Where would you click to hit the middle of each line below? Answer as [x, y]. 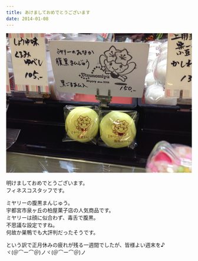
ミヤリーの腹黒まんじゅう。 [40, 203]
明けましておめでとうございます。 [47, 182]
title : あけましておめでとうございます [48, 12]
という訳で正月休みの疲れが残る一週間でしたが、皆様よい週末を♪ [85, 244]
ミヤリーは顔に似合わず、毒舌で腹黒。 [52, 217]
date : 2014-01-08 [27, 19]
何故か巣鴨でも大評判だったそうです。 [52, 232]
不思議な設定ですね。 [32, 225]
